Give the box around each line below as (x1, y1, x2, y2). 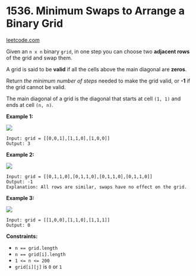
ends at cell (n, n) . (6, 101, 53, 108)
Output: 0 (6, 222, 31, 228)
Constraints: (6, 233, 38, 240)
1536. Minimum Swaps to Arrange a (6, 4, 185, 18)
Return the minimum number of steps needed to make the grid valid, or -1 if (6, 77, 191, 84)
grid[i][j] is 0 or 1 (14, 263, 62, 270)
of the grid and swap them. (6, 54, 72, 61)
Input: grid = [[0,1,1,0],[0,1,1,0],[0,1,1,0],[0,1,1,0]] (6, 173, 153, 179)
